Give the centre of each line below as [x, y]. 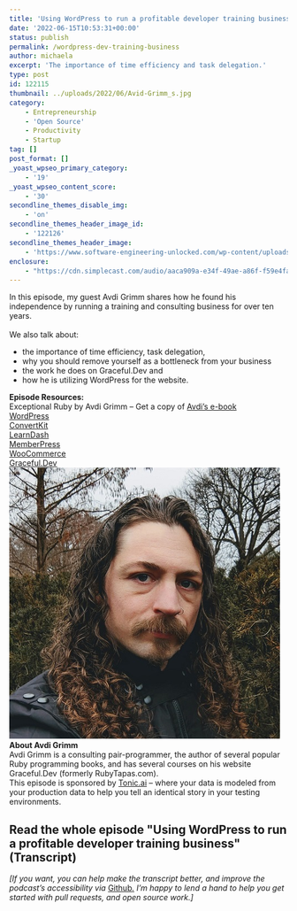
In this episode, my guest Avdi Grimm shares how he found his [123, 297]
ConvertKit [29, 426]
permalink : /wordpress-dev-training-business [94, 47]
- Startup [43, 140]
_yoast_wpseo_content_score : [63, 187]
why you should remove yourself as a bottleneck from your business [147, 361]
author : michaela [41, 56]
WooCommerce [38, 454]
